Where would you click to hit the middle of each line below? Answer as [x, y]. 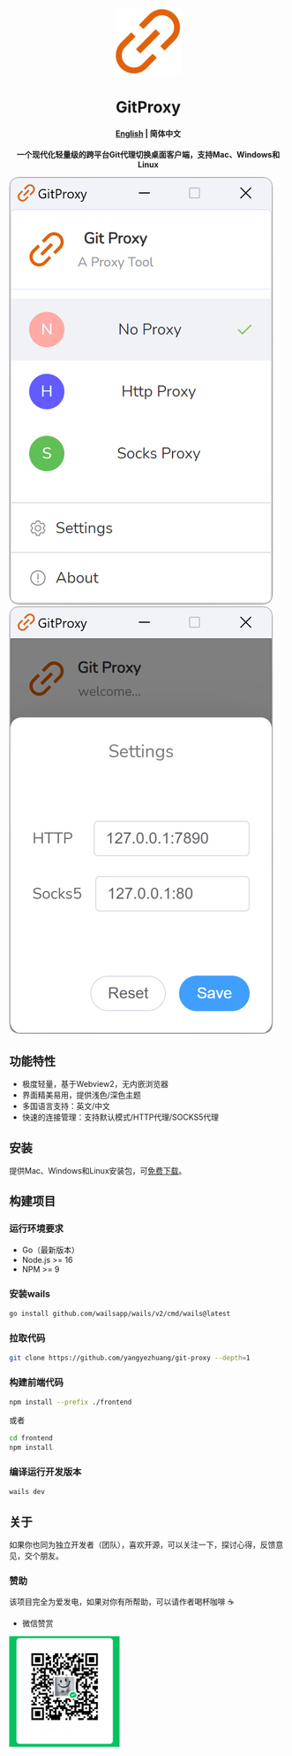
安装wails [30, 1293]
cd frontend [31, 1438]
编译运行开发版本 [45, 1472]
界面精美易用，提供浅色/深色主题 [81, 1095]
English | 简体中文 [148, 133]
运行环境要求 [37, 1228]
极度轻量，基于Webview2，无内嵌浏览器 [95, 1084]
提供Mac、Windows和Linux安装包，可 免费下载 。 [98, 1171]
